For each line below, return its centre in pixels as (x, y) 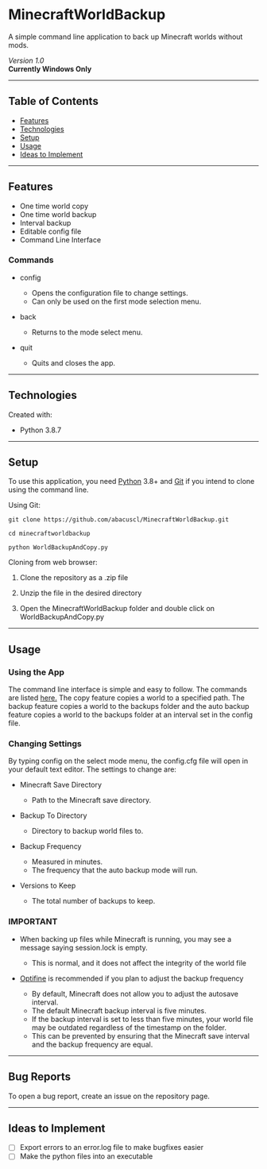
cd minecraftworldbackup (49, 534)
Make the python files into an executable (86, 1156)
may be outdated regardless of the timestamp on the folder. (129, 1028)
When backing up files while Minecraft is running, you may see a (126, 939)
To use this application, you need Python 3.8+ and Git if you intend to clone (132, 482)
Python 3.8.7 (41, 430)
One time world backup (58, 214)
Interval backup (45, 223)
